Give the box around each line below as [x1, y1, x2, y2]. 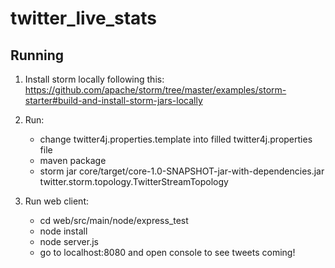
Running [10, 47, 65, 64]
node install [39, 225, 88, 237]
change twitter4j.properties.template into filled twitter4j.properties [39, 133, 313, 145]
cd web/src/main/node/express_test [39, 215, 189, 226]
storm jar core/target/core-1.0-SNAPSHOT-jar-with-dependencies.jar [39, 165, 325, 177]
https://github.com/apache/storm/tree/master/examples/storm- [24, 84, 287, 96]
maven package [39, 155, 107, 166]
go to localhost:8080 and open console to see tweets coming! [39, 247, 296, 258]
